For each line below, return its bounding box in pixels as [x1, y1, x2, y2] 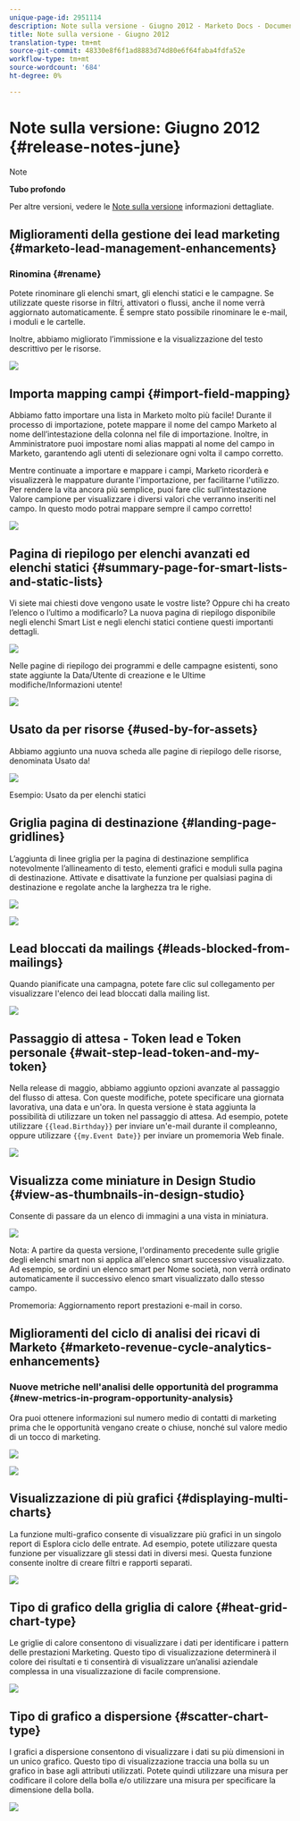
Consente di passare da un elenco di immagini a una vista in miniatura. [9, 1211, 269, 1221]
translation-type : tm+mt [9, 38, 102, 47]
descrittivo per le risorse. [9, 344, 102, 354]
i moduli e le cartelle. [9, 317, 87, 328]
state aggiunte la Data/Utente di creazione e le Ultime [9, 670, 206, 680]
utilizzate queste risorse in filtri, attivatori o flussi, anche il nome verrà [9, 297, 265, 309]
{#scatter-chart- [173, 1708, 270, 1723]
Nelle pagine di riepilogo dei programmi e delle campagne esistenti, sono [9, 660, 279, 671]
